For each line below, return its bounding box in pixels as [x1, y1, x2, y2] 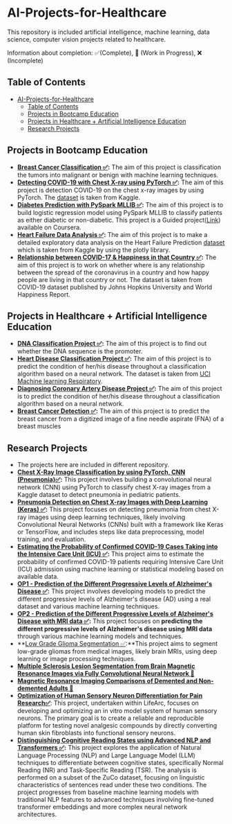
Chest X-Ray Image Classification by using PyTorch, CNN [17, 468, 186, 476]
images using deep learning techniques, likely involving [28, 513, 186, 521]
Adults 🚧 [48, 684, 74, 692]
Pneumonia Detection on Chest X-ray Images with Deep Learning [17, 498, 209, 507]
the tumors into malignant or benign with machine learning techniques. [17, 170, 219, 179]
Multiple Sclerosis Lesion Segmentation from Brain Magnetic [17, 662, 195, 670]
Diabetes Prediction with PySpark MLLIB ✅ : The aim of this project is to [17, 200, 224, 209]
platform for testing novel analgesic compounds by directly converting [17, 721, 217, 730]
